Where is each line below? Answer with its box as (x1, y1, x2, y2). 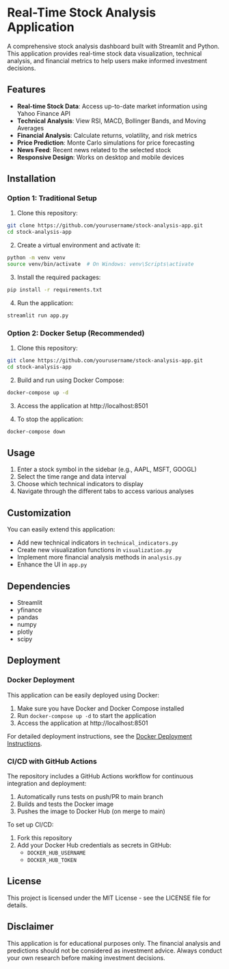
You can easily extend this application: (7, 525, 116, 534)
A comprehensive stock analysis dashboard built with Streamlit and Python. (7, 42, 220, 50)
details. (7, 900, 28, 909)
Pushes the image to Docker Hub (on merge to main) (16, 807, 165, 815)
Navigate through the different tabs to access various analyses (16, 487, 194, 495)
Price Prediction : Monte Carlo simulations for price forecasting (16, 139, 195, 147)
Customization (7, 507, 72, 518)
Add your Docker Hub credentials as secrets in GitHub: (16, 841, 172, 849)
